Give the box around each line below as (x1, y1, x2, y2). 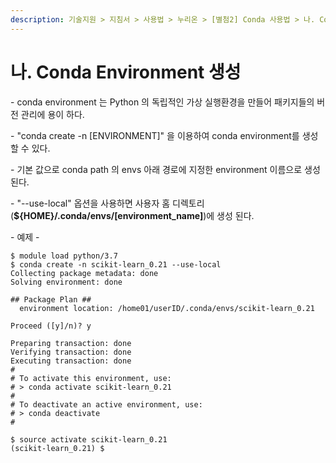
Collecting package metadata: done (10, 268, 159, 278)
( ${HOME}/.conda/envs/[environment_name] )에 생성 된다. (10, 209, 255, 221)
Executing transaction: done (10, 356, 132, 366)
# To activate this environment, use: (10, 373, 172, 383)
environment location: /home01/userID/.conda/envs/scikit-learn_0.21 (19, 303, 315, 313)
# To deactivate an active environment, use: (10, 399, 203, 410)
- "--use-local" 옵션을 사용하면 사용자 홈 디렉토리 (10, 197, 205, 209)
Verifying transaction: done (10, 347, 132, 357)
